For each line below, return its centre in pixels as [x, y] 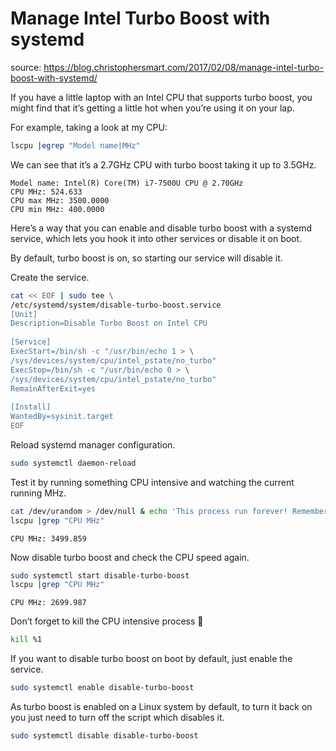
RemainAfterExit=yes [53, 388]
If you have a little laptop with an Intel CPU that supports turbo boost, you [161, 97]
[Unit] [24, 314]
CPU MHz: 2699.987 [48, 603]
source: [26, 67]
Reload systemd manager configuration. [93, 444]
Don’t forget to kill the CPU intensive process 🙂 [107, 621]
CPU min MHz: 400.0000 [57, 209]
